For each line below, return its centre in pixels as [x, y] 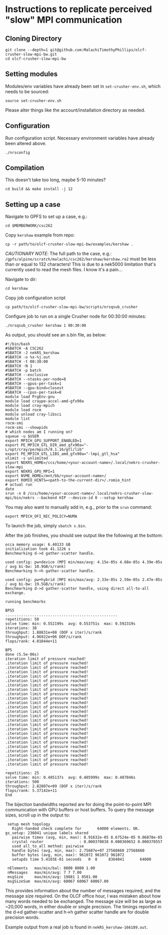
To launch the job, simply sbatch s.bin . [46, 526]
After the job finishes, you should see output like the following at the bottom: [84, 535]
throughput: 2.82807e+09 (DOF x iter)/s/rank [53, 786]
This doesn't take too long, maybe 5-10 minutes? [56, 180]
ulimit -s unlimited [27, 458]
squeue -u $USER [22, 436]
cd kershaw [17, 289]
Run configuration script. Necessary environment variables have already [80, 138]
